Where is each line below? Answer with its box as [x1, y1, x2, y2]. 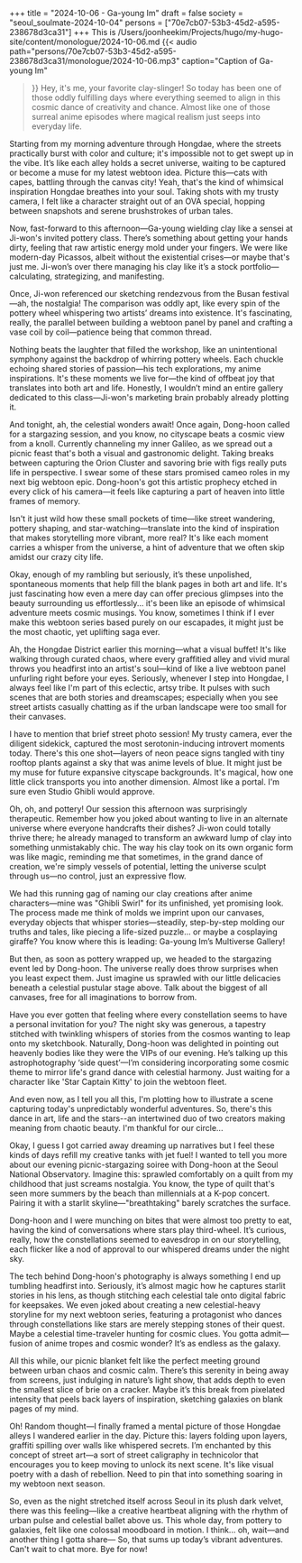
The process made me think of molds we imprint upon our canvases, [9, 907, 265, 918]
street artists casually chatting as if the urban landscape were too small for [9, 702, 287, 712]
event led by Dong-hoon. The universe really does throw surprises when [9, 963, 279, 973]
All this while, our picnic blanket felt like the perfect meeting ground [9, 1356, 261, 1365]
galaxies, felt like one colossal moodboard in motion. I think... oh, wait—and [9, 1524, 290, 1535]
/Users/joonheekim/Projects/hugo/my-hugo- [117, 27, 284, 37]
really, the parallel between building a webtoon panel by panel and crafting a [9, 317, 293, 327]
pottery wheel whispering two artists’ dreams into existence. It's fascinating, [9, 308, 293, 318]
